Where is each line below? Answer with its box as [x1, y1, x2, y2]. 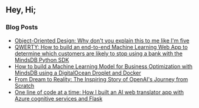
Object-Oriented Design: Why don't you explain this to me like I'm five [14, 36, 190, 44]
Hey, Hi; [5, 5, 37, 15]
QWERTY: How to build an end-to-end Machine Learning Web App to [14, 43, 188, 50]
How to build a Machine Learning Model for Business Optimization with [14, 62, 193, 70]
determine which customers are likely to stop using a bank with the [14, 50, 183, 57]
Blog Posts [5, 23, 38, 32]
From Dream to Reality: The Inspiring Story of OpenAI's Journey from [14, 75, 188, 83]
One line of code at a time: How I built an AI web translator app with [14, 88, 184, 96]
